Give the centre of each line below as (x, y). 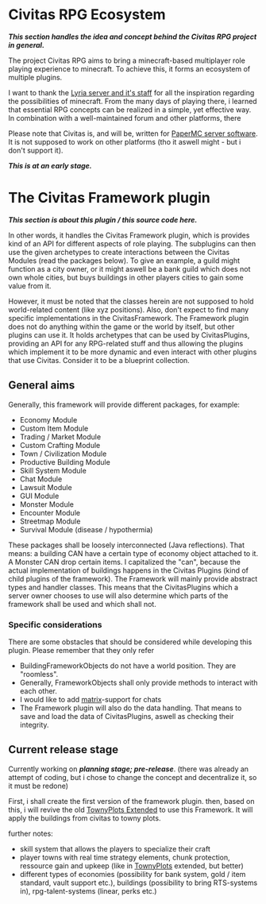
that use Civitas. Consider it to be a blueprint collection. (99, 360)
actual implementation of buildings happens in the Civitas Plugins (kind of (128, 570)
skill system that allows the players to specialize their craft (115, 848)
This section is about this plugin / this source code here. (103, 219)
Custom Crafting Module (60, 445)
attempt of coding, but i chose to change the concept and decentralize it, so (133, 777)
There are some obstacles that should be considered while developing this (130, 642)
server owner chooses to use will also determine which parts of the (118, 595)
